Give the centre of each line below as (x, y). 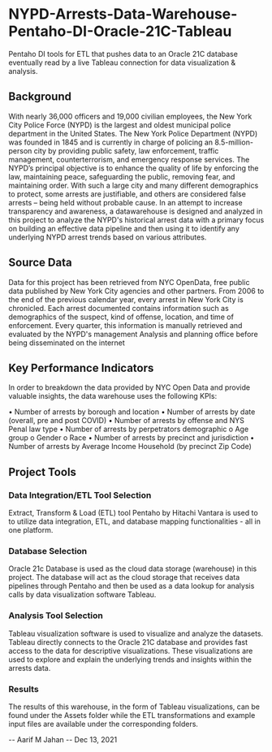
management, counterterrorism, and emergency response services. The (129, 159)
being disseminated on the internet (67, 343)
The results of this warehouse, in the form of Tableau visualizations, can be (134, 707)
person (20, 150)
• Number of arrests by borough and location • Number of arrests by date (132, 412)
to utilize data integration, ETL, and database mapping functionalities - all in (135, 521)
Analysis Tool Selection (56, 616)
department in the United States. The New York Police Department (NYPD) (133, 133)
